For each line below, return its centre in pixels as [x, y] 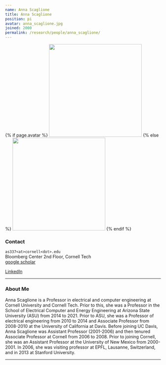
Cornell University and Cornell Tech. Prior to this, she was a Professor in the [83, 305]
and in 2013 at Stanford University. [40, 352]
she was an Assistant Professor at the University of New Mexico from [76, 342]
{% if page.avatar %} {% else [82, 135]
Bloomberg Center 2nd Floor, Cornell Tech [48, 257]
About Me [17, 289]
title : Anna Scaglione [28, 14]
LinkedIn [14, 272]
